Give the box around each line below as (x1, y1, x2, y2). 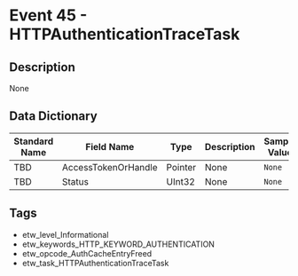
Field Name (85, 140, 135, 153)
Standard (13, 135, 54, 147)
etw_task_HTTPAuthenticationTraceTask (21, 257, 169, 268)
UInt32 (166, 175, 195, 187)
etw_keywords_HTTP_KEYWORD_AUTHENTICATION (21, 239, 216, 249)
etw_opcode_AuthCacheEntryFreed (21, 248, 153, 258)
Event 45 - (9, 5, 88, 26)
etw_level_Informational (21, 229, 109, 240)
